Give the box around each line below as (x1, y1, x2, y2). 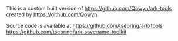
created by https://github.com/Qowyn (6, 11, 98, 18)
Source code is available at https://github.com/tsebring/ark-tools (6, 23, 163, 29)
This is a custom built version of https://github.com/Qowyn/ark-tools (6, 5, 172, 12)
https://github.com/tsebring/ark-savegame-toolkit (6, 28, 127, 35)
